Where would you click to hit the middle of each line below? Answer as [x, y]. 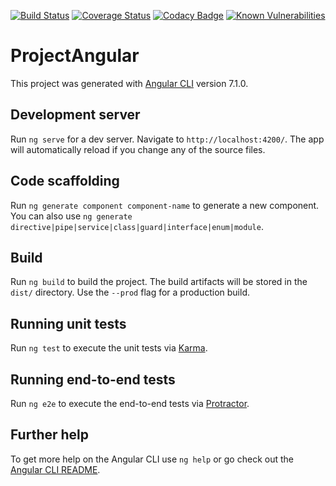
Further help [50, 435]
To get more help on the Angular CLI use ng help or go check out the [152, 459]
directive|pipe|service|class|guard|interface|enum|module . [137, 226]
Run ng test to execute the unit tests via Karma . [109, 348]
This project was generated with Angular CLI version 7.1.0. [129, 83]
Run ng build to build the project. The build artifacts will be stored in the [159, 282]
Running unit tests [68, 323]
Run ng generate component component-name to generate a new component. [165, 205]
